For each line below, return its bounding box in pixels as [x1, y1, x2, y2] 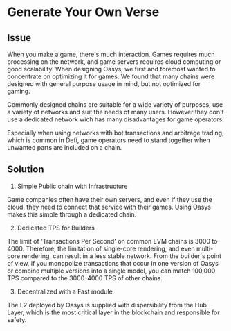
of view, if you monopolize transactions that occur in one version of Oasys [7, 259, 219, 267]
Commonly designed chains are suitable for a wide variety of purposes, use [7, 101, 223, 108]
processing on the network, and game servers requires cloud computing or [7, 58, 221, 66]
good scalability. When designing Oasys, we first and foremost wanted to [7, 65, 216, 73]
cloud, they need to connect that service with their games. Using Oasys [7, 203, 211, 211]
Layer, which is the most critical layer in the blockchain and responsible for [7, 308, 220, 316]
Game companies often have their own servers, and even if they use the [7, 195, 212, 203]
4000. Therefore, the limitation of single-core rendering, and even [7, 244, 195, 253]
